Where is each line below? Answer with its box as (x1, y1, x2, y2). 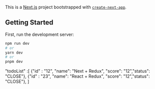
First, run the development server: (5, 31, 74, 37)
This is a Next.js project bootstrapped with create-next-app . (5, 4, 127, 10)
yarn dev (5, 50, 23, 55)
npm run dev (5, 41, 30, 46)
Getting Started (5, 18, 54, 27)
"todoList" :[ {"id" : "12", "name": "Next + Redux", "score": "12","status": (5, 68, 150, 74)
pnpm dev (5, 59, 23, 64)
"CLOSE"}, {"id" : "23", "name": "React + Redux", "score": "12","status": (5, 73, 150, 79)
